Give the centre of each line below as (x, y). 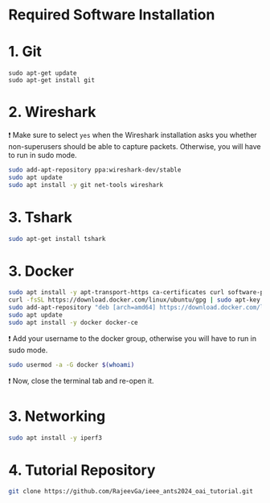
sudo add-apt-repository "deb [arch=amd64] (82, 308)
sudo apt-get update (43, 73)
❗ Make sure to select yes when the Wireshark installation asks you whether (133, 135)
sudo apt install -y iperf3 (55, 438)
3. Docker (41, 271)
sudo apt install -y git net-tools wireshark (86, 185)
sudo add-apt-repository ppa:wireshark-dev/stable (95, 170)
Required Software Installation (112, 15)
